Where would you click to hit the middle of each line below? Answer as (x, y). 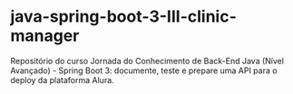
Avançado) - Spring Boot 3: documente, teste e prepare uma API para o (144, 70)
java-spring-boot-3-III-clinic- (123, 17)
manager (45, 36)
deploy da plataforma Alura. (62, 80)
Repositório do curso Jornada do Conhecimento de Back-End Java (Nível (147, 61)
